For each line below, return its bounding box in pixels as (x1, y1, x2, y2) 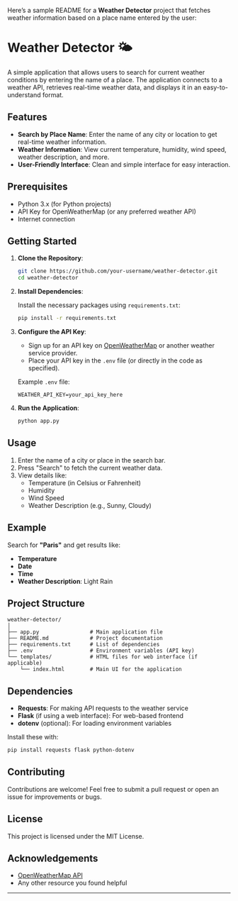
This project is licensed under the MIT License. (7, 831, 144, 840)
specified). (28, 364, 60, 372)
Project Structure (7, 597, 85, 609)
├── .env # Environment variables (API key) (7, 647, 195, 655)
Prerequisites (7, 181, 68, 193)
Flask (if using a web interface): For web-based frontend (17, 712, 184, 720)
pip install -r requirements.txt (17, 315, 117, 322)
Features (7, 111, 47, 123)
